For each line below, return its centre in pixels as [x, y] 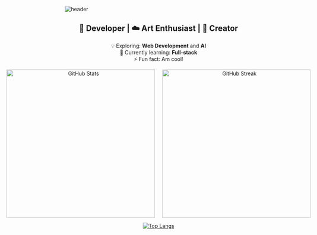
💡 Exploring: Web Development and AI [158, 46]
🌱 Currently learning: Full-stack [158, 52]
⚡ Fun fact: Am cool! [158, 59]
